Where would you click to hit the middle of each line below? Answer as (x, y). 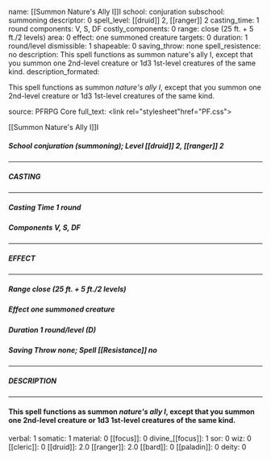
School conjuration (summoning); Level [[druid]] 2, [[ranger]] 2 (116, 145)
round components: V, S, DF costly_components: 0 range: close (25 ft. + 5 (131, 29)
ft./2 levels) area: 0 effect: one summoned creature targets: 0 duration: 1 (128, 37)
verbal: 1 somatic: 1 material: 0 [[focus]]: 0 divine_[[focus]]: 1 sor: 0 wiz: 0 (130, 438)
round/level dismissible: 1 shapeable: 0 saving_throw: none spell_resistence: (135, 46)
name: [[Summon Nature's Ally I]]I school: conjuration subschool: (117, 12)
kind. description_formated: (54, 71)
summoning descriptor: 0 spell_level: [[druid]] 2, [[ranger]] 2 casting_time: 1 (134, 20)
